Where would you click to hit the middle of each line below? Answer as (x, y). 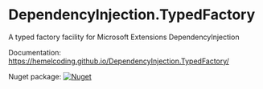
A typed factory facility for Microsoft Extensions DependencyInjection (124, 37)
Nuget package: (35, 76)
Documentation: (35, 52)
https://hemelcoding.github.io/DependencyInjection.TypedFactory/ (119, 61)
